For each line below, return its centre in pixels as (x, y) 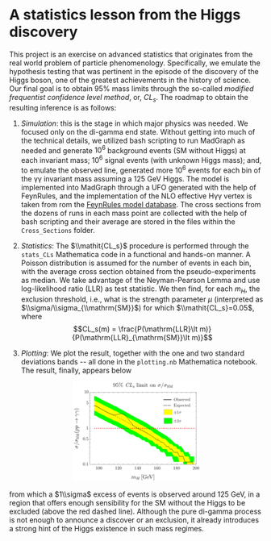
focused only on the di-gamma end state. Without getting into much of (138, 131)
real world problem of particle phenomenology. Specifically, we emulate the (135, 63)
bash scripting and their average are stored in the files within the (128, 221)
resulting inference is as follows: (63, 107)
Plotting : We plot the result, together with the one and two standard (133, 353)
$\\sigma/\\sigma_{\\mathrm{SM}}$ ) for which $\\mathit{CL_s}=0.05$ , (138, 307)
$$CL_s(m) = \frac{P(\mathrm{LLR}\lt (135, 329)
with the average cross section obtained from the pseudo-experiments (138, 271)
